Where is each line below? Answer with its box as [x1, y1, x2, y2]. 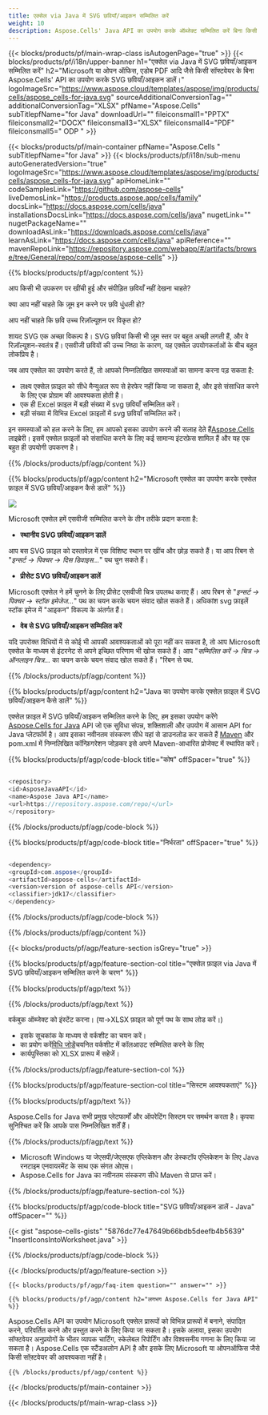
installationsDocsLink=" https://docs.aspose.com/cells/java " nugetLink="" [8, 210, 251, 220]
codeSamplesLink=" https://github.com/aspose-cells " [8, 185, 184, 194]
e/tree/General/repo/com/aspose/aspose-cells [8, 253, 162, 263]
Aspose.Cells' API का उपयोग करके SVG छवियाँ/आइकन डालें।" [8, 75, 185, 85]
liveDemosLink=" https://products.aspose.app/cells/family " [8, 193, 202, 202]
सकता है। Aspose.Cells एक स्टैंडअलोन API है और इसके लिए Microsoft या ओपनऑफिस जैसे [8, 1344, 260, 1353]
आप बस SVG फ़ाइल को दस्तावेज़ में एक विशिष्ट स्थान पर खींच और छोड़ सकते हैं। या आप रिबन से [8, 546, 254, 556]
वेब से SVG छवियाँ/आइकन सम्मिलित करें [19, 621, 122, 631]
